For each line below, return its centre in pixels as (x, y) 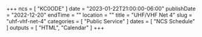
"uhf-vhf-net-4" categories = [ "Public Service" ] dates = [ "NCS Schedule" (101, 21)
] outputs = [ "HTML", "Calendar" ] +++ (55, 27)
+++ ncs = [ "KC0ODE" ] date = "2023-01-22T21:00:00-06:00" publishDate (101, 9)
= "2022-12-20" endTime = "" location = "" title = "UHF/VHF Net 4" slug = (99, 15)
